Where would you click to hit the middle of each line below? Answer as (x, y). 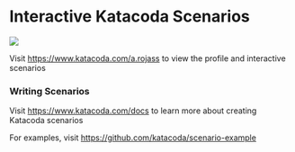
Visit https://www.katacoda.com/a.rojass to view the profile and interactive (147, 58)
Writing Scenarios (49, 91)
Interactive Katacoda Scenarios (130, 17)
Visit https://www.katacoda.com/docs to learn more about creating (133, 111)
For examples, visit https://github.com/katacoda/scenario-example (133, 138)
